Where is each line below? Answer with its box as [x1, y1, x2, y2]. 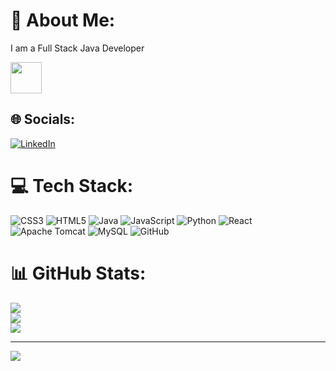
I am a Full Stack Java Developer [10, 42, 145, 54]
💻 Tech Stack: [10, 174, 134, 197]
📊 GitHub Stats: [10, 262, 147, 284]
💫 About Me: [10, 9, 116, 32]
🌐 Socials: [10, 111, 76, 128]
